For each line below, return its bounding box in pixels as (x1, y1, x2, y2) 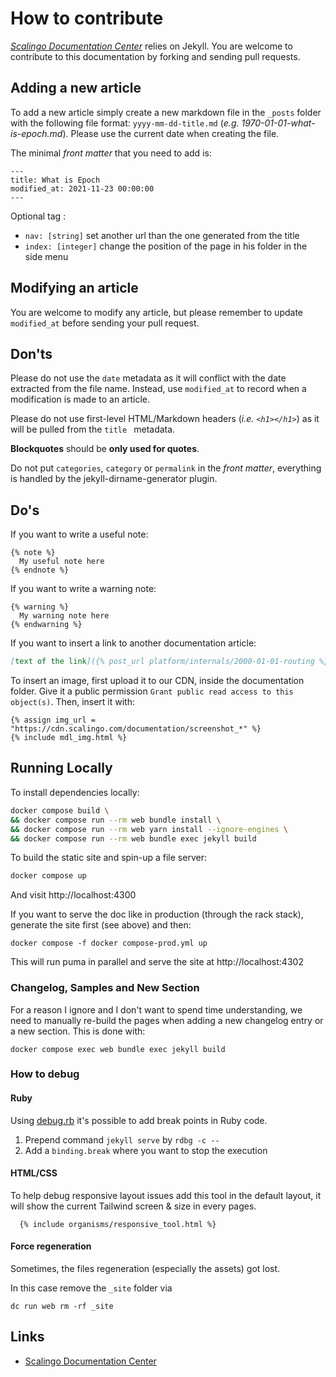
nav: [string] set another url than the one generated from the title (24, 229, 300, 241)
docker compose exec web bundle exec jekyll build (10, 1044, 226, 1054)
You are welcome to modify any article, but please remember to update (10, 306, 303, 318)
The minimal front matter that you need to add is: (10, 147, 212, 159)
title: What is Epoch (10, 175, 101, 185)
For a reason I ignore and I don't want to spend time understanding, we (10, 1003, 303, 1016)
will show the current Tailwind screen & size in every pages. (10, 1200, 257, 1212)
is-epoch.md (10, 127, 63, 139)
